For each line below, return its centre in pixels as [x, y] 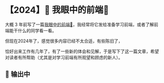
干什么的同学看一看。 [35, 30]
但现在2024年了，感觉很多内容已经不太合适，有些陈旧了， [64, 41]
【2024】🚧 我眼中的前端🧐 [57, 10]
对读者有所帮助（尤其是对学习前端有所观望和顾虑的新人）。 [64, 57]
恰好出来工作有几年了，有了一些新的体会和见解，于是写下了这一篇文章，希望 [82, 51]
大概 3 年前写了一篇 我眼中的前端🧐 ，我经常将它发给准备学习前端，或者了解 [80, 24]
